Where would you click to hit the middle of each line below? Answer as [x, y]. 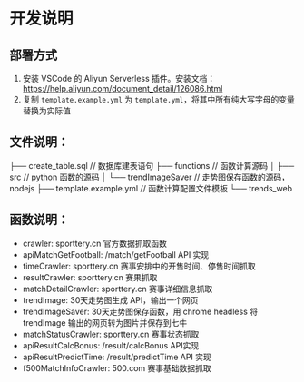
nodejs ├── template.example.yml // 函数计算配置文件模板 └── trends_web [151, 188]
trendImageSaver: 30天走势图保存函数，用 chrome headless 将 [140, 311]
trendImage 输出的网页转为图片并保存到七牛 [105, 322]
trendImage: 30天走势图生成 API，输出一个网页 [110, 299]
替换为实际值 [46, 111]
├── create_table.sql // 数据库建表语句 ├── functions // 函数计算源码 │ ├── [152, 165]
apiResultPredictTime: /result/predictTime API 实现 [117, 357]
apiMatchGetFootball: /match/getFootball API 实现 [116, 254]
